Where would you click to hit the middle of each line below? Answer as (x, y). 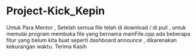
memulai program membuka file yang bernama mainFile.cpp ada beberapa (98, 33)
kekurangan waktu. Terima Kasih (46, 46)
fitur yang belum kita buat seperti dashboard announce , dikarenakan (91, 40)
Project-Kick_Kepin (55, 11)
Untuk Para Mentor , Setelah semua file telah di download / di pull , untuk (96, 27)
